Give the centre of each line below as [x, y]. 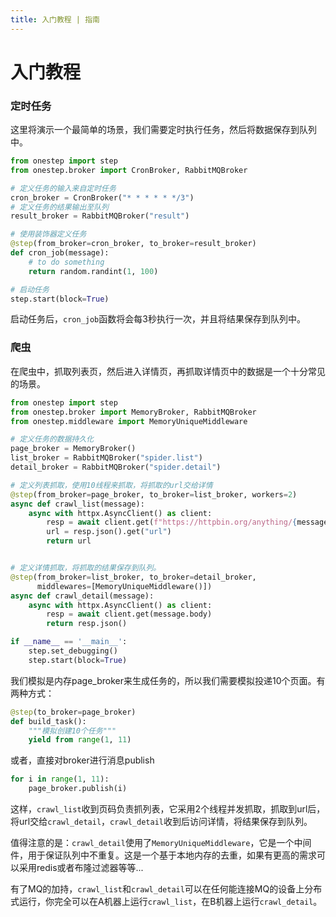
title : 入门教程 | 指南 [55, 19]
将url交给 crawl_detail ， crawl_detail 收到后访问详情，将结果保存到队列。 [161, 822]
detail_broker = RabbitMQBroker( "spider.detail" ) [116, 467]
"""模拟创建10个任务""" [72, 731]
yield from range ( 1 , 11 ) [80, 740]
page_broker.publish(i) [78, 789]
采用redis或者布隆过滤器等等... [81, 868]
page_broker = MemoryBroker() [73, 449]
